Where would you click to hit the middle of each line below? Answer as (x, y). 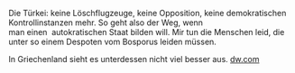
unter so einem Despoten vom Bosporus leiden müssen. (113, 41)
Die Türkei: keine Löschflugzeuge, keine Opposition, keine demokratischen (147, 13)
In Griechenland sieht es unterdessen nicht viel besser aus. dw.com (134, 59)
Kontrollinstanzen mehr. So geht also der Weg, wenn (106, 23)
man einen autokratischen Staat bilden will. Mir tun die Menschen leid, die (147, 32)
